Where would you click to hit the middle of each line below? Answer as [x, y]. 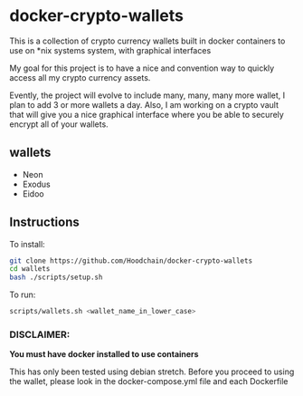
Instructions [44, 222]
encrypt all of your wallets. [59, 124]
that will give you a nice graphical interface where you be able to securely [147, 114]
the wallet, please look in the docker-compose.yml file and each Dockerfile [149, 382]
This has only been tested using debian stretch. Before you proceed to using [152, 372]
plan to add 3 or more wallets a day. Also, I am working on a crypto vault [144, 104]
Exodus [37, 184]
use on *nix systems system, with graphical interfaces [110, 50]
